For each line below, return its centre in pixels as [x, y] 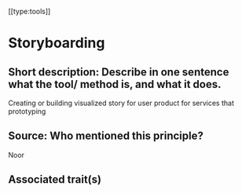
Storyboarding [57, 43]
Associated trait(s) [55, 180]
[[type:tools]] [29, 11]
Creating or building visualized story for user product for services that [121, 103]
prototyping [27, 111]
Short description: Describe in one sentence [119, 72]
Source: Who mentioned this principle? [106, 136]
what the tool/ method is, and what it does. [115, 84]
